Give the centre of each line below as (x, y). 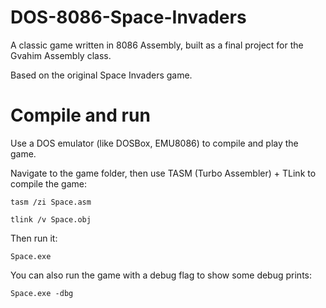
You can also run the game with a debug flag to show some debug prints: (161, 275)
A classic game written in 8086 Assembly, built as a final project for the (157, 45)
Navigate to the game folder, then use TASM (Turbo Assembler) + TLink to (163, 173)
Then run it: (34, 238)
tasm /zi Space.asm (51, 202)
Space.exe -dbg (42, 293)
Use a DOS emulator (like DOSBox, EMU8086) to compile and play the (154, 143)
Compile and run (80, 115)
